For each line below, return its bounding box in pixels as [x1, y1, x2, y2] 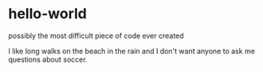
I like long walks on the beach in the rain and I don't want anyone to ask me [8, 46, 255, 55]
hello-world [8, 5, 88, 23]
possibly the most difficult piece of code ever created [8, 31, 185, 40]
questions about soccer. [8, 55, 88, 64]
